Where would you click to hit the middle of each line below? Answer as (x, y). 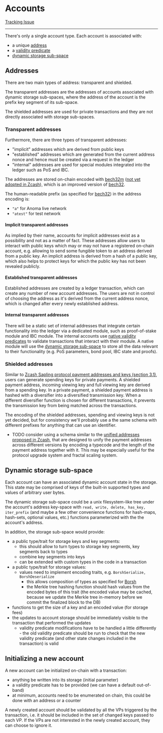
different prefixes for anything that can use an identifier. (61, 425)
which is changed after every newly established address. (62, 304)
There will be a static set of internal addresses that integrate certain (73, 326)
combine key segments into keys (52, 556)
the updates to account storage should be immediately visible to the (80, 618)
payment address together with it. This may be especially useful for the (83, 450)
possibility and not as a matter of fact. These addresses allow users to (75, 241)
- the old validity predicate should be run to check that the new (82, 633)
